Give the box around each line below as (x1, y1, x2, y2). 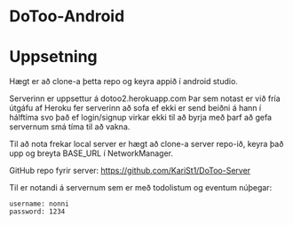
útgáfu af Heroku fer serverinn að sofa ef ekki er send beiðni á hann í (9, 103, 262, 113)
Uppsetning (9, 47, 98, 67)
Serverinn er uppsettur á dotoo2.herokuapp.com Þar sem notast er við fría (9, 93, 281, 104)
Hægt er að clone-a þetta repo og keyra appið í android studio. (9, 76, 238, 87)
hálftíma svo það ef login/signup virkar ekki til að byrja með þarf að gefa (9, 112, 273, 123)
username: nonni (9, 199, 69, 209)
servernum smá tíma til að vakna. (9, 121, 131, 132)
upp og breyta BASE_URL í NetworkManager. (9, 148, 174, 159)
